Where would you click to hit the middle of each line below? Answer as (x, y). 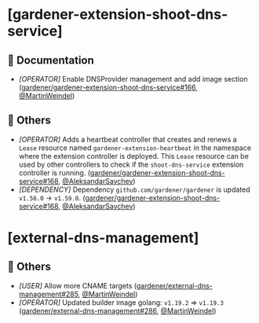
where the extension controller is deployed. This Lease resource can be (133, 156)
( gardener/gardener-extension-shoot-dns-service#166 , (108, 87)
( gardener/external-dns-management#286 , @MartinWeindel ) (117, 310)
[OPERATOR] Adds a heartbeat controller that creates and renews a (128, 139)
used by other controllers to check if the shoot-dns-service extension (131, 164)
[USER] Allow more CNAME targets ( (77, 285)
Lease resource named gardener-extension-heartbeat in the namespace (135, 148)
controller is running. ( (55, 173)
